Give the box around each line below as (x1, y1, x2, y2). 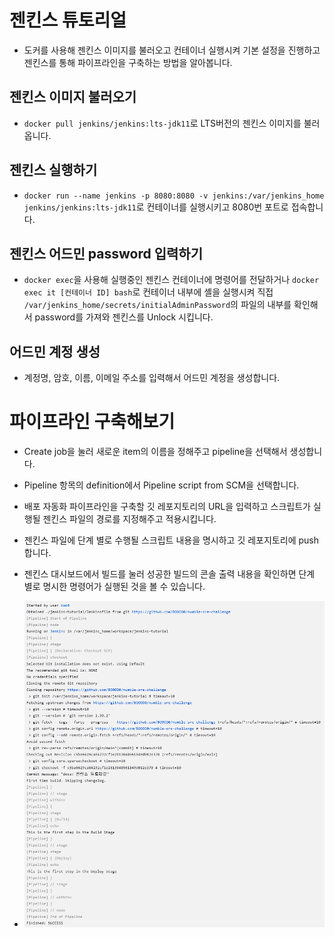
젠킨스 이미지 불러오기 (9, 89, 137, 106)
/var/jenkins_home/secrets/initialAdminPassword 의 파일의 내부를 (23, 299, 292, 311)
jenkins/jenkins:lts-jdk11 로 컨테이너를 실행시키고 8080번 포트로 (23, 201, 289, 213)
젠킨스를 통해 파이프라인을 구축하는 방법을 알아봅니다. (23, 56, 233, 68)
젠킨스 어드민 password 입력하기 (9, 245, 203, 262)
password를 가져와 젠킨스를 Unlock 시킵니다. (34, 311, 214, 323)
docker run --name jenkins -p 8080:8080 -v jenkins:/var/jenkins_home (23, 191, 325, 201)
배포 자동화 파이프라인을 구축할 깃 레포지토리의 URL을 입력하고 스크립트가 (23, 501, 311, 513)
